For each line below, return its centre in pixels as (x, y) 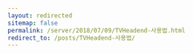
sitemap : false (33, 23)
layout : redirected (40, 15)
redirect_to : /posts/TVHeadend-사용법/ (71, 38)
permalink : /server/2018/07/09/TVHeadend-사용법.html (96, 30)
